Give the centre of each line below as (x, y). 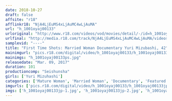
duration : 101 (20, 67)
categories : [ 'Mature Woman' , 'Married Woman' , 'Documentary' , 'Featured (86, 81)
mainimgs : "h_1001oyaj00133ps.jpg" (43, 57)
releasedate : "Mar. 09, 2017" (38, 62)
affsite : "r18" (21, 19)
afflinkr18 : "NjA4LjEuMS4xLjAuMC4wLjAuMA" (51, 24)
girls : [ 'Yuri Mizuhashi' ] (34, 77)
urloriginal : (19, 34)
